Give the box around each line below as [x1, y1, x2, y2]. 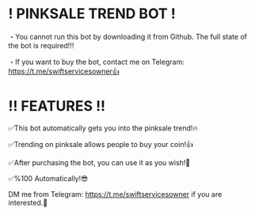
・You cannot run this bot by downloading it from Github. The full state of [8, 32, 248, 41]
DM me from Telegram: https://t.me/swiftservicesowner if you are [8, 189, 223, 198]
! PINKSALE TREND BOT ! [8, 5, 176, 23]
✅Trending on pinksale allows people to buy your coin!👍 [8, 139, 194, 149]
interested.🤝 [8, 198, 48, 207]
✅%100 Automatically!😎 [8, 173, 89, 183]
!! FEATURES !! [8, 97, 105, 115]
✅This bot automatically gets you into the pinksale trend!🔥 [8, 123, 198, 133]
